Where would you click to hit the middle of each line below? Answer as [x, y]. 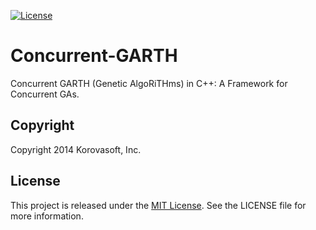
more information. [47, 216]
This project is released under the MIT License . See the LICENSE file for [158, 205]
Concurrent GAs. [45, 94]
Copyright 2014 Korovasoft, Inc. [76, 149]
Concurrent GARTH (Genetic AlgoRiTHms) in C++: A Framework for [149, 83]
